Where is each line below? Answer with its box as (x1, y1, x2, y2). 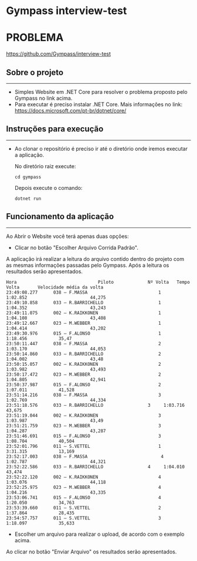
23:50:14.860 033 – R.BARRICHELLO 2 (6, 351, 161, 357)
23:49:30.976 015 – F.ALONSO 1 (6, 330, 161, 336)
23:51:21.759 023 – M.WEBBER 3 (6, 423, 161, 429)
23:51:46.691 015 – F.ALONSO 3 (6, 433, 161, 439)
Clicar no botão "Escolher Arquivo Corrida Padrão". (14, 244, 139, 251)
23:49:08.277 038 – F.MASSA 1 (6, 289, 161, 295)
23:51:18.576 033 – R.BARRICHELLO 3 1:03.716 (6, 402, 185, 408)
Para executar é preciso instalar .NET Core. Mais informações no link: (14, 101, 183, 108)
